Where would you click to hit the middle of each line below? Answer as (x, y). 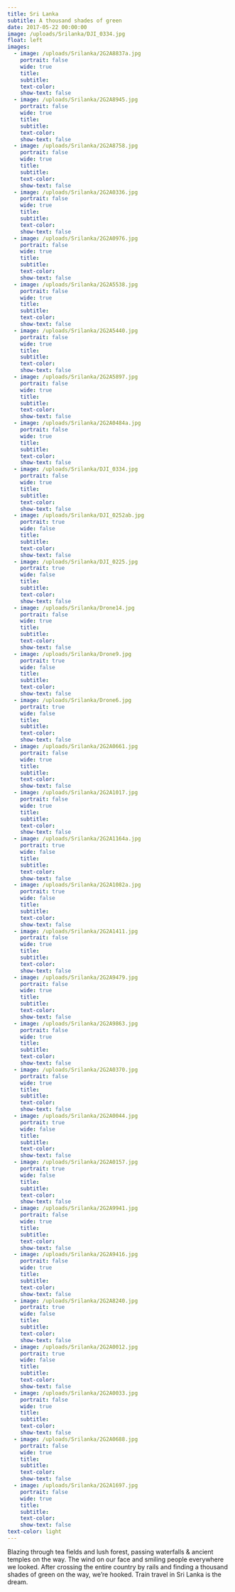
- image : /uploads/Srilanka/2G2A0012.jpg (76, 1347)
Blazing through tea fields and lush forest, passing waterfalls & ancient (110, 1552)
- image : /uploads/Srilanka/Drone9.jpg (73, 654)
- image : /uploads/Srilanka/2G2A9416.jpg (76, 1255)
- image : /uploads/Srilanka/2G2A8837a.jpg (77, 54)
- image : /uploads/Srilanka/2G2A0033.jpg (76, 1393)
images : (19, 47)
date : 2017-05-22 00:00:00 (47, 27)
